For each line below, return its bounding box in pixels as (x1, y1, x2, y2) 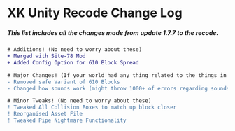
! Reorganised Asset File (7, 111, 83, 118)
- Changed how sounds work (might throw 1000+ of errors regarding (7, 85, 208, 92)
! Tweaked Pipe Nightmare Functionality (7, 117, 127, 124)
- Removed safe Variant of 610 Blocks (7, 78, 120, 85)
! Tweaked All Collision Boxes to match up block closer (7, 104, 177, 111)
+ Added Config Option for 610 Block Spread (7, 59, 139, 66)
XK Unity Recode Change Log (7, 5, 183, 21)
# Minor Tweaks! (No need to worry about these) (7, 97, 152, 104)
